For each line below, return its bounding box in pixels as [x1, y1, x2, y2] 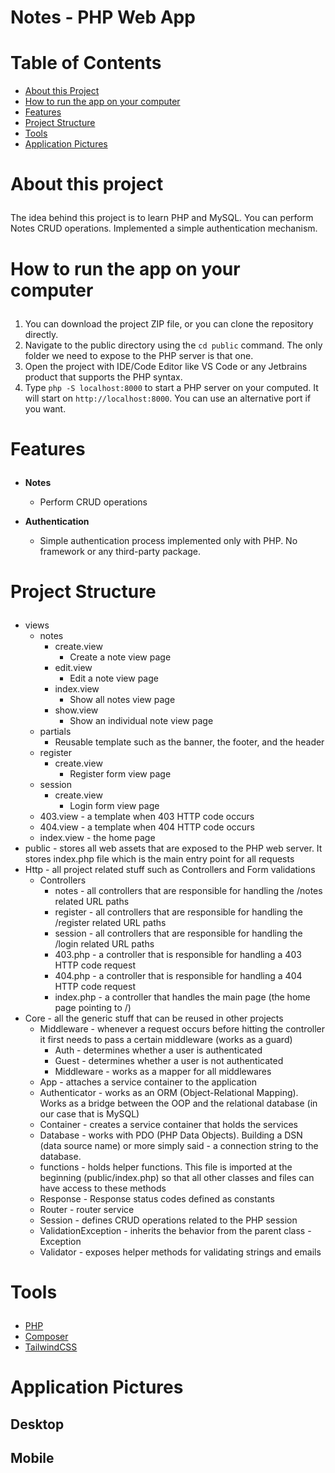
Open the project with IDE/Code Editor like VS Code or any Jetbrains [24, 360, 308, 372]
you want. [24, 402, 67, 415]
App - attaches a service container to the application [39, 1076, 257, 1088]
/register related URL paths [54, 916, 167, 928]
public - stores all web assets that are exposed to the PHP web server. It [24, 842, 323, 854]
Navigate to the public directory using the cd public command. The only [24, 339, 323, 351]
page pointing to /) [54, 1001, 132, 1013]
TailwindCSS [24, 1341, 78, 1353]
